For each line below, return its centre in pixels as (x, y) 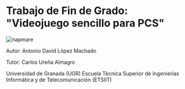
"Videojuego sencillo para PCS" (85, 23)
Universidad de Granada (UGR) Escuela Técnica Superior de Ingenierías (93, 73)
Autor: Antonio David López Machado (51, 50)
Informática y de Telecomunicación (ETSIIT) (59, 80)
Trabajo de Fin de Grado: (67, 11)
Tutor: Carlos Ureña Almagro (40, 62)
